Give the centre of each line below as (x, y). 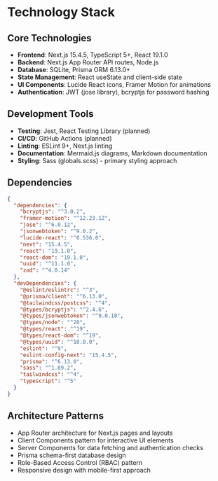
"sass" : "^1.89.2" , (48, 368)
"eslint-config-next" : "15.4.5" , (69, 355)
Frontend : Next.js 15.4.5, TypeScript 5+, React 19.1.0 (93, 55)
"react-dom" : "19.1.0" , (55, 257)
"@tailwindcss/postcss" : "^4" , (66, 303)
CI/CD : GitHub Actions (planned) (64, 138)
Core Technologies (50, 38)
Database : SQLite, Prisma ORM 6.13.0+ (74, 70)
